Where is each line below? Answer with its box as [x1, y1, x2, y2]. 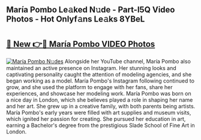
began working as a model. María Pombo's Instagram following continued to [6, 77, 195, 84]
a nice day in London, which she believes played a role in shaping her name [6, 96, 193, 104]
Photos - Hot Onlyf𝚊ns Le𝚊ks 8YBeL [6, 14, 145, 25]
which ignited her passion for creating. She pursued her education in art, [6, 115, 186, 122]
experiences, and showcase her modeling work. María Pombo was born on [6, 90, 191, 97]
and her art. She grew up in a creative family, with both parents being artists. [6, 103, 196, 109]
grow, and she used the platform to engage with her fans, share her [6, 84, 173, 90]
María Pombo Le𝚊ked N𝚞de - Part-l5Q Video [6, 5, 175, 15]
